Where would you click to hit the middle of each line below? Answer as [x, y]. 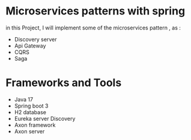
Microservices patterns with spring [95, 11]
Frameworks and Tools [64, 83]
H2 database [30, 112]
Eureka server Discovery [45, 118]
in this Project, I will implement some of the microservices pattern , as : [93, 28]
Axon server [29, 131]
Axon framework [35, 125]
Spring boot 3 [31, 106]
